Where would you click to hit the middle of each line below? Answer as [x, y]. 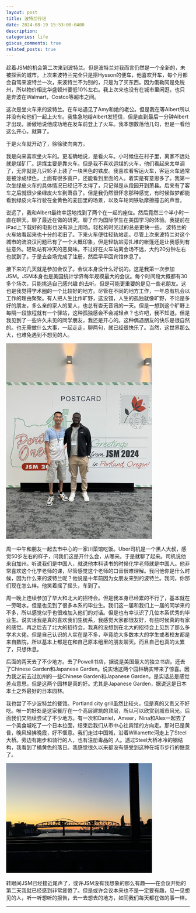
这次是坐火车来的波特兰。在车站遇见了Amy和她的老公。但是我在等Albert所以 [98, 109]
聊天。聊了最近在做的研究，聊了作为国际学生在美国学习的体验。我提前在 [103, 220]
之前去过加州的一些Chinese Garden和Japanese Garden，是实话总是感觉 [103, 676]
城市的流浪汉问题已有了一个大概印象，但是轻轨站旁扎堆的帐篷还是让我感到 [95, 242]
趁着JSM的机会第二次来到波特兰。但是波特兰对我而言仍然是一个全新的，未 [96, 67]
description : [22, 31]
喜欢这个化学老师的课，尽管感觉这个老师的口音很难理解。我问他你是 [93, 570]
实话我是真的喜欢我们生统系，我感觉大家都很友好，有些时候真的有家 [108, 620]
